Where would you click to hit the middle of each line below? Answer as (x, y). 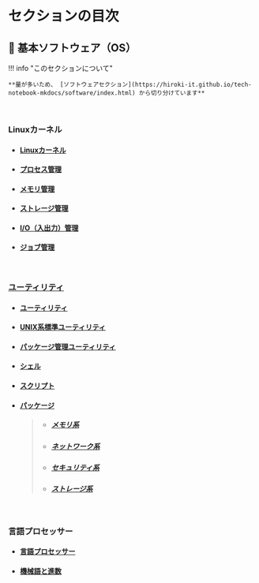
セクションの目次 (64, 16)
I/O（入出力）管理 (49, 228)
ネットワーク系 (75, 446)
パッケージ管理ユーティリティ (68, 346)
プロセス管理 (40, 170)
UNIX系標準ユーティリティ (63, 327)
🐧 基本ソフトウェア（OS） (72, 48)
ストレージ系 (72, 489)
